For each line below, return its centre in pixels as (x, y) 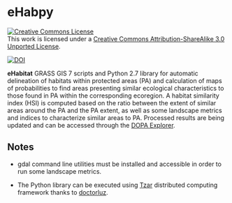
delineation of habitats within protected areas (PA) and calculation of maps (115, 80)
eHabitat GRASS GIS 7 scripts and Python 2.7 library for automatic (103, 73)
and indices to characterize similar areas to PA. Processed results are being (116, 118)
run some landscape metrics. (59, 171)
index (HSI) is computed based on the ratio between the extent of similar (112, 103)
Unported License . (34, 46)
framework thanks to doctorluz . (63, 192)
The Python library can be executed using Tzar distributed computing (117, 185)
